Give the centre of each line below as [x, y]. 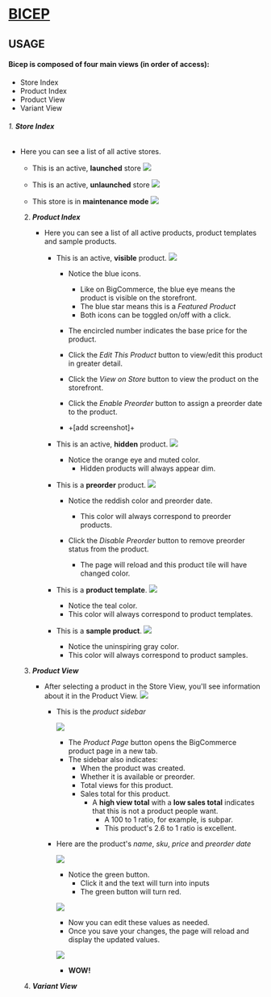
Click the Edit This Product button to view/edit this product [165, 354]
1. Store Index [31, 127]
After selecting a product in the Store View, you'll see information [152, 686]
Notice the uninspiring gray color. [124, 646]
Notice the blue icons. [104, 273]
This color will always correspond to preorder [156, 516]
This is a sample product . [99, 630]
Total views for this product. [127, 785]
